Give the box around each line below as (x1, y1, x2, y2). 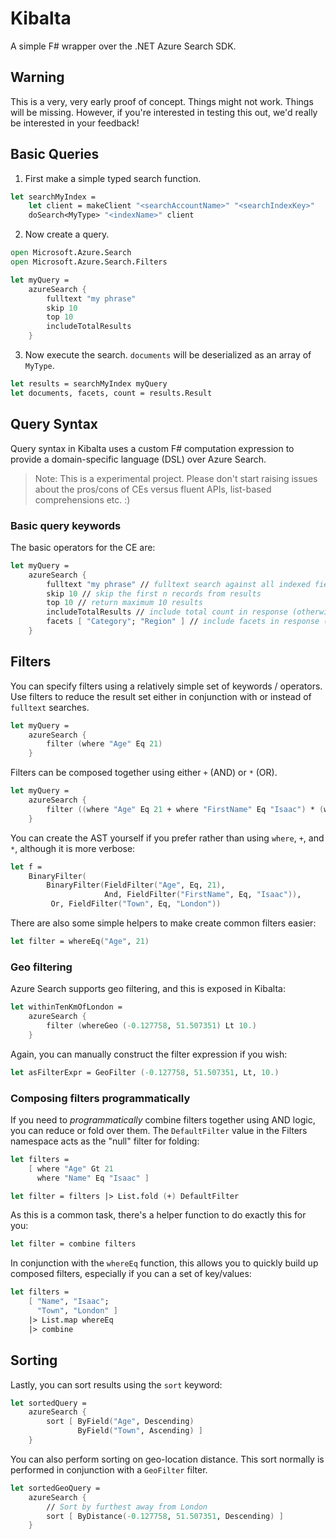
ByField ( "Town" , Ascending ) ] (77, 1426, 203, 1436)
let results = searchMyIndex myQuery (10, 379, 168, 389)
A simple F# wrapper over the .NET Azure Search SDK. (10, 40, 237, 52)
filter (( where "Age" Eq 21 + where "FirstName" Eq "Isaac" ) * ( (46, 804, 325, 814)
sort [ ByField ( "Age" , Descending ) (46, 1417, 195, 1427)
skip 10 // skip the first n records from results (46, 588, 262, 599)
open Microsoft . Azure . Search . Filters (10, 257, 168, 267)
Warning (10, 69, 65, 86)
